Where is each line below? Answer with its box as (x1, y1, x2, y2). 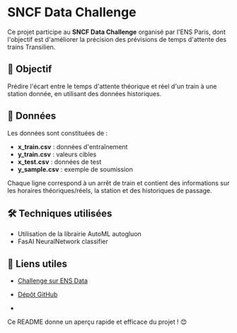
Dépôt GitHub (17, 291, 58, 299)
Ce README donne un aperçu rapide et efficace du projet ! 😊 (7, 317, 187, 326)
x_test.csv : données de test (17, 157, 102, 166)
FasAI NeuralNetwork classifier (17, 238, 108, 246)
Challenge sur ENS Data (17, 276, 88, 285)
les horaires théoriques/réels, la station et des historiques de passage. (7, 186, 212, 194)
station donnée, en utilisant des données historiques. (7, 89, 162, 98)
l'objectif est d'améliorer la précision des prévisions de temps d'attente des (7, 35, 227, 43)
